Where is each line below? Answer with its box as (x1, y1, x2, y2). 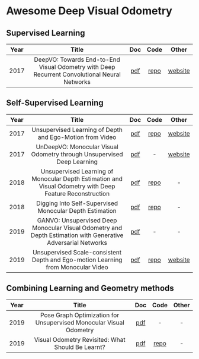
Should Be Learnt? (54, 343, 105, 351)
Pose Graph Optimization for (40, 311, 120, 319)
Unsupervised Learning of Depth (31, 125, 123, 134)
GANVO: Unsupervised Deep (37, 216, 117, 224)
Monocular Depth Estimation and (31, 174, 123, 182)
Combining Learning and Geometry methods (6, 284, 175, 294)
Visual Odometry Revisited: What (34, 335, 126, 344)
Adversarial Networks (47, 238, 108, 247)
